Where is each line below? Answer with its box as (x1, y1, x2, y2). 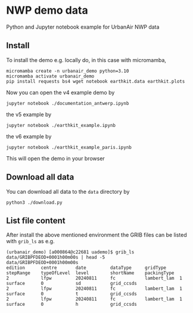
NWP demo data (6, 4, 88, 17)
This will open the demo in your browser (6, 154, 105, 162)
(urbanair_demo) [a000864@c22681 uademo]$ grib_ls (6, 249, 135, 255)
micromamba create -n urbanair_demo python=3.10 (6, 68, 129, 74)
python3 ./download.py (6, 199, 63, 206)
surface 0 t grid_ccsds (6, 291, 137, 297)
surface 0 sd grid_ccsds (6, 281, 137, 287)
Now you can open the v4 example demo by (6, 89, 115, 96)
